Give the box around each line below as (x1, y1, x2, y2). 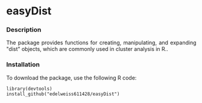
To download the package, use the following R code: (6, 74, 137, 81)
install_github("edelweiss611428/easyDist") (6, 91, 120, 97)
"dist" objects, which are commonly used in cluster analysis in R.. (6, 46, 169, 53)
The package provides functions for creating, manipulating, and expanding (6, 39, 197, 46)
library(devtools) (6, 86, 52, 92)
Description (6, 26, 42, 34)
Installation (6, 60, 40, 69)
